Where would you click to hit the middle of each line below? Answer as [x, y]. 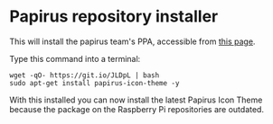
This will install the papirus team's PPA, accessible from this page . [132, 41]
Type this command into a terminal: [75, 58]
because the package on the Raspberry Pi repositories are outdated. [137, 109]
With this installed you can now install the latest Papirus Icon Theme [136, 100]
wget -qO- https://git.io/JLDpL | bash [85, 75]
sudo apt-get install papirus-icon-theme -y [94, 83]
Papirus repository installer [114, 17]
